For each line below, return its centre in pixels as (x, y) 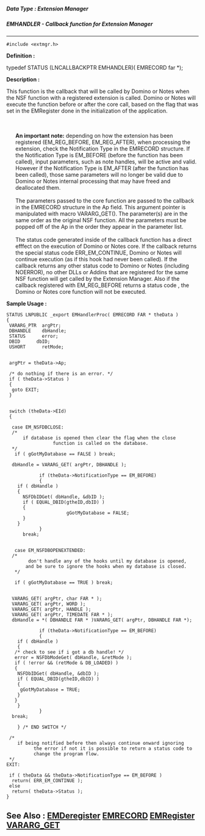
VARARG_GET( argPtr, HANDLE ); (52, 610)
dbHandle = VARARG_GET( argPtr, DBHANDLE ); (69, 465)
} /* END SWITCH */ (42, 727)
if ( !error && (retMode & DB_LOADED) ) (67, 663)
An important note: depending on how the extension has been (94, 136)
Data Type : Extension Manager (47, 9)
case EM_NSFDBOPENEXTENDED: (50, 551)
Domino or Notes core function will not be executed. (81, 292)
